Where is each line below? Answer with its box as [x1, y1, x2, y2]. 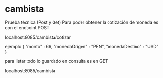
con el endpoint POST [5, 24, 50, 30]
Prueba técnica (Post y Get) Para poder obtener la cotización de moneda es [5, 19, 159, 25]
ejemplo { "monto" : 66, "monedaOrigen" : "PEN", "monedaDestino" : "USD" [5, 43, 159, 49]
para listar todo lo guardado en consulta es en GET [5, 58, 108, 64]
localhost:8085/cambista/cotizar [5, 34, 71, 40]
